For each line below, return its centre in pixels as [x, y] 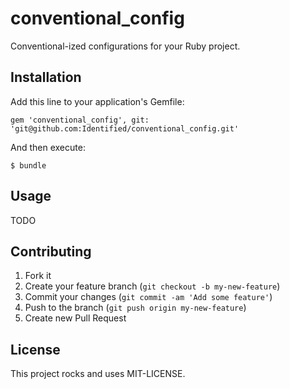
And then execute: [48, 147]
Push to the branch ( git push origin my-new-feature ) [135, 308]
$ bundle [28, 165]
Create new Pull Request [75, 318]
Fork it [38, 276]
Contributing [51, 251]
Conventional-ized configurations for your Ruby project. [125, 46]
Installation [46, 77]
